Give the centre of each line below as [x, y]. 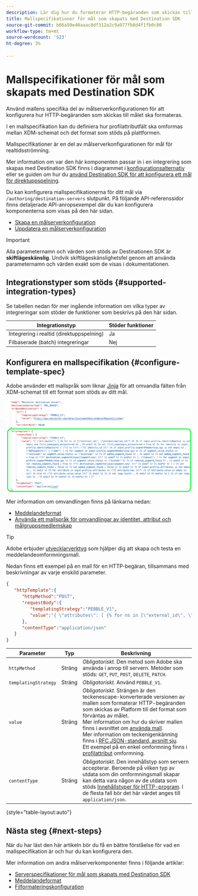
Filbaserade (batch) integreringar [49, 342]
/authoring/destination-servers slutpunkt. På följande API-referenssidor [95, 198]
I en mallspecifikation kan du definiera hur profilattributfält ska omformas [95, 126]
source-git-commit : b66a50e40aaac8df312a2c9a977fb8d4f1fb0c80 [84, 25]
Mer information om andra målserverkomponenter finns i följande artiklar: [95, 863]
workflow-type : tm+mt [33, 31]
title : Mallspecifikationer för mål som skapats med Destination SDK [93, 19]
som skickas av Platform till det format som [134, 709]
